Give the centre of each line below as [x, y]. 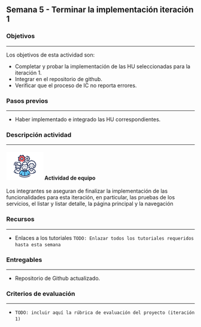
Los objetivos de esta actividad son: [51, 55]
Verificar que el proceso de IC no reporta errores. [76, 85]
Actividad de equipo [70, 178]
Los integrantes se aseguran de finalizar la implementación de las [87, 191]
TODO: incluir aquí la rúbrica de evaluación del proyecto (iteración [105, 313]
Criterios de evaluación [41, 294]
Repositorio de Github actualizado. [57, 278]
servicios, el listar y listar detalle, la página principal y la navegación [90, 204]
